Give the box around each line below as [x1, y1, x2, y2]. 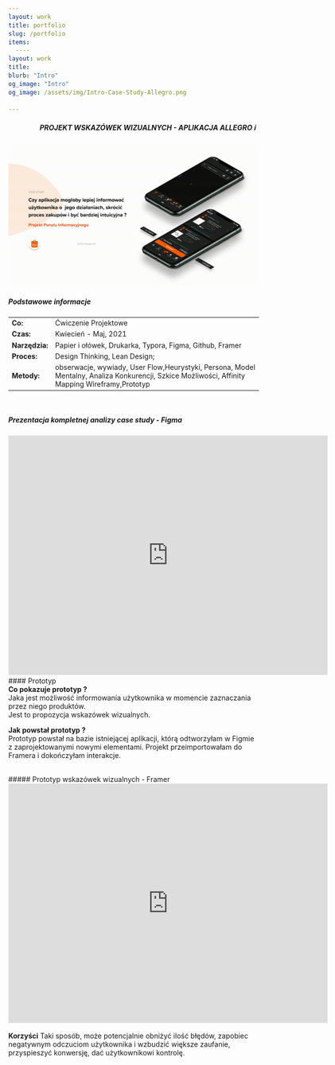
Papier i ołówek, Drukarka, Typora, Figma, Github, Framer [55, 340, 242, 350]
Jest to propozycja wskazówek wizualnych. [8, 710, 151, 720]
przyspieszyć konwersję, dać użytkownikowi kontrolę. [8, 1048, 185, 1058]
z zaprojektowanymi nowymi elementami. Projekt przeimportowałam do [8, 742, 243, 752]
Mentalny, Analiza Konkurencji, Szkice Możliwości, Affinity [55, 371, 245, 381]
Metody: [11, 371, 41, 381]
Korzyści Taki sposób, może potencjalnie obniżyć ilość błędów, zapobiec [8, 1031, 249, 1041]
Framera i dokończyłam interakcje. [8, 751, 122, 760]
